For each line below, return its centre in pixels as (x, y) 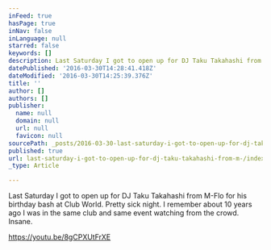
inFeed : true (30, 16)
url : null (32, 128)
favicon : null (39, 135)
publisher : (27, 106)
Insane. (21, 222)
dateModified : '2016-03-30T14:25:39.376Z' (81, 76)
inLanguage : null (38, 38)
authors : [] (28, 98)
